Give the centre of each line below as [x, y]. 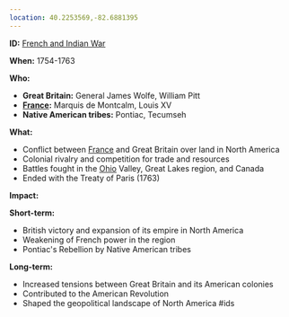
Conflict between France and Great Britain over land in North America [151, 149]
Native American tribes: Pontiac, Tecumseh [104, 114]
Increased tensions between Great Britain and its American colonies [148, 284]
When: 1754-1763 [42, 60]
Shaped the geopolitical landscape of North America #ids [128, 303]
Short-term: [32, 213]
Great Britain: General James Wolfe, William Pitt [111, 95]
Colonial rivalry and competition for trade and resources [126, 159]
